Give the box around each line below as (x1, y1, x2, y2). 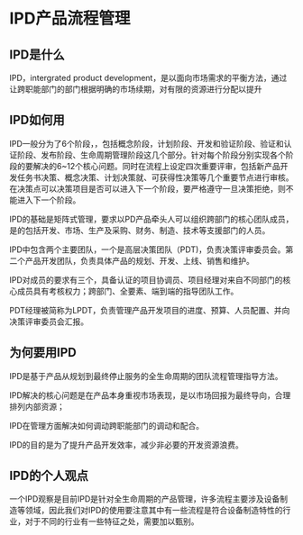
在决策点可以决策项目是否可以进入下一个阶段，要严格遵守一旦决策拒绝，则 (9, 183, 286, 194)
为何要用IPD (9, 345, 77, 360)
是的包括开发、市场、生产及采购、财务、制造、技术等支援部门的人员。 (9, 224, 271, 235)
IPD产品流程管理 (9, 8, 131, 29)
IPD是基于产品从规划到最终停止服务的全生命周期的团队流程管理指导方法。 (9, 370, 283, 381)
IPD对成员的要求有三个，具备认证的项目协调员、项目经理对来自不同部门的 (9, 274, 283, 285)
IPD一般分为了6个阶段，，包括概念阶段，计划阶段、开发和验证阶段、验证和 (9, 138, 284, 149)
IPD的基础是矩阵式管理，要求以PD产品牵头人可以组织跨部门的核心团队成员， (9, 213, 294, 224)
